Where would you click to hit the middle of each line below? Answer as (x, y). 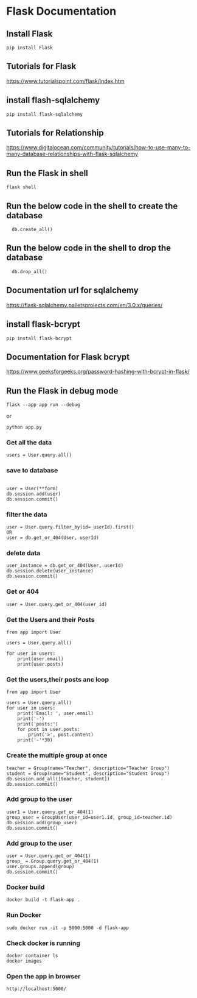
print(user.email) (40, 659)
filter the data (27, 515)
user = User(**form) (33, 488)
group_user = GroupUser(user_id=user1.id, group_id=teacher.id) (89, 817)
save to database (32, 471)
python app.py (24, 427)
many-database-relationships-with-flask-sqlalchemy (72, 154)
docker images (24, 961)
